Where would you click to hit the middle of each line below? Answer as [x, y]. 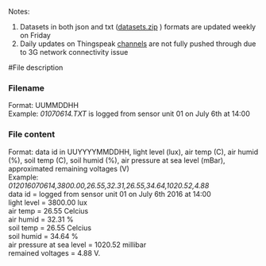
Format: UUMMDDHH [44, 106]
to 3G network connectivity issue [74, 52]
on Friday [35, 35]
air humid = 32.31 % [41, 219]
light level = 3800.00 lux [48, 202]
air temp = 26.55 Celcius [48, 210]
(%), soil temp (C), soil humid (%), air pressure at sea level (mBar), [117, 160]
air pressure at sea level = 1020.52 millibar [77, 245]
